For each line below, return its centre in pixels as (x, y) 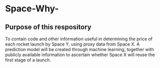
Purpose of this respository (48, 27)
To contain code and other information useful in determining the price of (79, 39)
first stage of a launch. (28, 60)
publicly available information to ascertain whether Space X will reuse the (80, 55)
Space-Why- (32, 9)
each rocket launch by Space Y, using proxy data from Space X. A (73, 44)
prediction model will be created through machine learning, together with (80, 49)
